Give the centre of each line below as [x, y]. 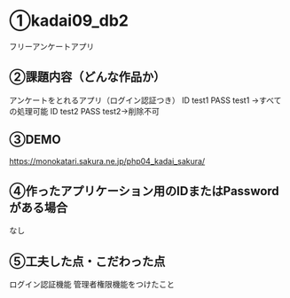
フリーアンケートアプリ [52, 46]
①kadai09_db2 [69, 21]
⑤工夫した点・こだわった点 [87, 261]
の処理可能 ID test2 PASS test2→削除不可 [84, 111]
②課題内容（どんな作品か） [87, 77]
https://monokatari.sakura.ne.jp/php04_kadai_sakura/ [107, 161]
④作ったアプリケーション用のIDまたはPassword [144, 191]
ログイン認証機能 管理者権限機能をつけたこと [92, 285]
